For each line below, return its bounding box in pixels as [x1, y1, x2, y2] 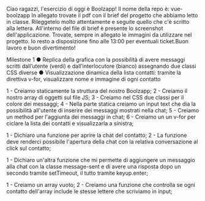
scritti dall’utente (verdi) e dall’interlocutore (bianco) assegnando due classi [6, 62, 196, 70]
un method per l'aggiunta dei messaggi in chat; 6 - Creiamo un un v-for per [6, 113, 196, 120]
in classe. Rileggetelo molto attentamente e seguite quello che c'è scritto [6, 18, 190, 25]
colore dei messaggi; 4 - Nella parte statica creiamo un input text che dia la [6, 100, 196, 108]
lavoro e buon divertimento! [6, 44, 76, 51]
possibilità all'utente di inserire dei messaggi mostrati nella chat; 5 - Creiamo [6, 107, 199, 114]
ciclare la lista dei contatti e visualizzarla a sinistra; [6, 120, 134, 127]
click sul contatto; [6, 145, 51, 152]
